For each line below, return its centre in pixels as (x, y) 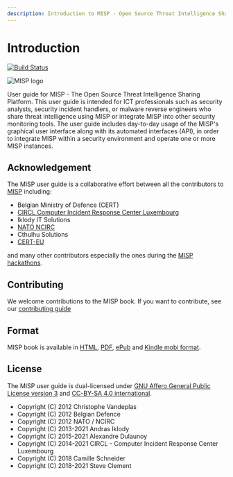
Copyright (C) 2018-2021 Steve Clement (74, 465)
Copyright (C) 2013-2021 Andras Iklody (73, 428)
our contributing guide (39, 309)
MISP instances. (30, 146)
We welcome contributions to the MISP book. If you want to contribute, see (114, 301)
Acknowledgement (49, 167)
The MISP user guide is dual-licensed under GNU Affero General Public (109, 385)
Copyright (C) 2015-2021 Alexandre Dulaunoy (82, 436)
